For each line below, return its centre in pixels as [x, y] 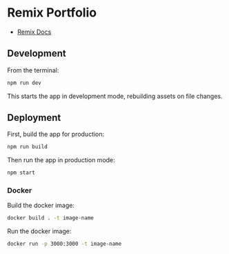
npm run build [28, 147]
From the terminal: [33, 70]
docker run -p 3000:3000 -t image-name [64, 244]
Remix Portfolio [52, 13]
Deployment [34, 118]
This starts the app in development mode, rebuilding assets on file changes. [115, 96]
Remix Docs [34, 32]
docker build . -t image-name [51, 218]
